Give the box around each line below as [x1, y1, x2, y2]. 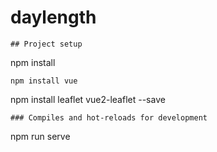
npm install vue [10, 76, 78, 86]
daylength [10, 6, 97, 29]
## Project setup [10, 39, 83, 49]
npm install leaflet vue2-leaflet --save [10, 93, 166, 105]
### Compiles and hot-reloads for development [10, 112, 208, 123]
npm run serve [10, 130, 71, 142]
